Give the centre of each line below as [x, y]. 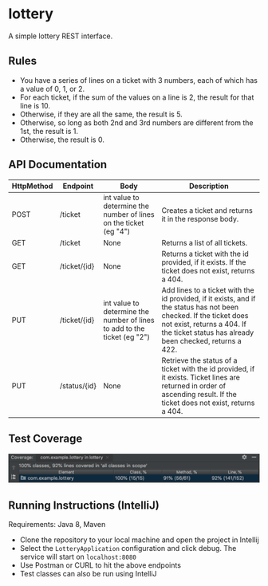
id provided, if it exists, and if [209, 299]
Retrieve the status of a [199, 360]
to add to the [124, 328]
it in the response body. [200, 218]
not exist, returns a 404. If [204, 324]
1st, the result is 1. [49, 131]
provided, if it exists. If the [204, 262]
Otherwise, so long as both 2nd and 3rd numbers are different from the [136, 122]
